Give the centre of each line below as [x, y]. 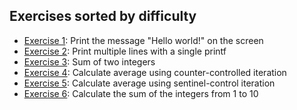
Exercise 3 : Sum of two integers [89, 61]
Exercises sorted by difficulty [103, 16]
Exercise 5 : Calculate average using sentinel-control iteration [149, 83]
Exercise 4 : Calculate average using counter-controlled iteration [155, 72]
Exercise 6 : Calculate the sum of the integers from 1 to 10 [141, 93]
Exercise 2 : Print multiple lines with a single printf [125, 51]
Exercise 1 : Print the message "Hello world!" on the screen [143, 40]
